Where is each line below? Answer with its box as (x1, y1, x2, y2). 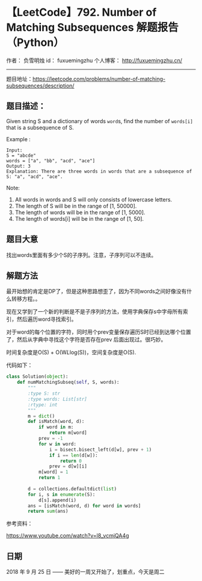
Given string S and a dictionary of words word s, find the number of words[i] (6, 117, 194, 124)
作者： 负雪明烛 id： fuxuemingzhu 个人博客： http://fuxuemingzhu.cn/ (6, 57, 182, 64)
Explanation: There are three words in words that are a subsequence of (6, 168, 192, 174)
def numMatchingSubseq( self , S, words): (17, 379, 120, 386)
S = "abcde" (6, 152, 36, 159)
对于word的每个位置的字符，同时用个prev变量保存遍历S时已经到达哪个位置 (6, 328, 191, 335)
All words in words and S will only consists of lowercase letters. (14, 195, 173, 203)
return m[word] (49, 430, 87, 436)
